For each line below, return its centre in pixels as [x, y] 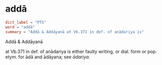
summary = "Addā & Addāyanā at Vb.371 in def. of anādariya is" [75, 32]
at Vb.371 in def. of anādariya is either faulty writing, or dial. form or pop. [81, 51]
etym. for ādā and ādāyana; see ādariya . [48, 57]
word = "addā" [20, 27]
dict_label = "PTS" [26, 22]
